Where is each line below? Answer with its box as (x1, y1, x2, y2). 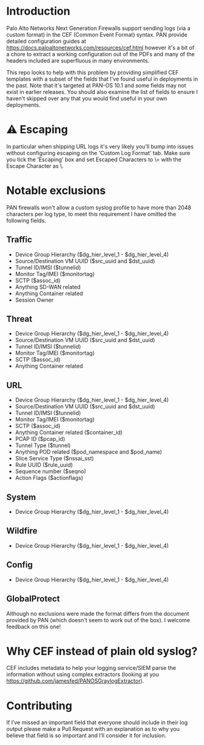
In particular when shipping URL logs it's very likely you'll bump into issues (6, 142, 194, 150)
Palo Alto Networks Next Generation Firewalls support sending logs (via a (6, 24, 191, 32)
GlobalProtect (6, 594, 60, 604)
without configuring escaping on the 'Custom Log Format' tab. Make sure (6, 149, 191, 156)
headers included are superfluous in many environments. (6, 57, 150, 64)
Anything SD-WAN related (15, 283, 81, 291)
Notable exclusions (6, 184, 106, 198)
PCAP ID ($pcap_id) (15, 435, 66, 443)
